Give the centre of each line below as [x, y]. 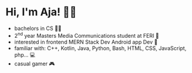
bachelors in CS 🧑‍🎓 [38, 28]
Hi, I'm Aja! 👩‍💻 [41, 12]
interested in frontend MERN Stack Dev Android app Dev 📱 [86, 42]
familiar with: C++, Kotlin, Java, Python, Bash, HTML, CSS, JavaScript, [100, 48]
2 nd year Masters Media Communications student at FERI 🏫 [86, 35]
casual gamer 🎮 [34, 64]
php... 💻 [25, 55]
